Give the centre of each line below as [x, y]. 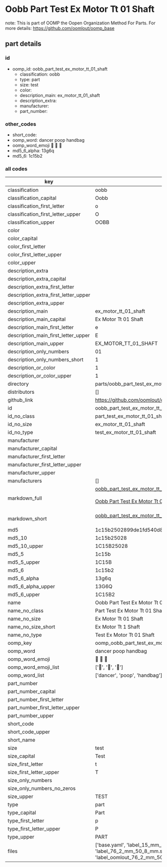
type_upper [21, 837]
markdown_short [27, 519]
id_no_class [21, 416]
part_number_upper [31, 716]
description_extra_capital [37, 279]
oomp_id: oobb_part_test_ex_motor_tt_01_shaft [60, 69]
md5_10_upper [25, 546]
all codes [16, 169]
